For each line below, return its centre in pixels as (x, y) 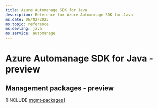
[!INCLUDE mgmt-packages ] (35, 100)
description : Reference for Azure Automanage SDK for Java (69, 15)
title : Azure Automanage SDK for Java (46, 10)
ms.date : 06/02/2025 (27, 19)
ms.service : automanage (30, 33)
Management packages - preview (60, 88)
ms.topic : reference (27, 24)
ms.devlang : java (24, 29)
